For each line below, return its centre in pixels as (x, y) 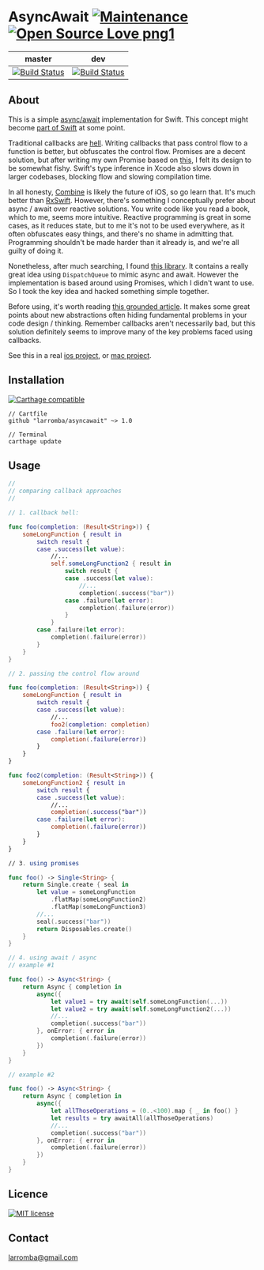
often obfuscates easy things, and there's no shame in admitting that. (121, 234)
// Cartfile (28, 414)
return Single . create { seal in (75, 885)
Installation (36, 381)
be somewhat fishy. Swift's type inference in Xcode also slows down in (124, 168)
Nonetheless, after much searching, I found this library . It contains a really (128, 266)
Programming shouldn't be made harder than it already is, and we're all (124, 242)
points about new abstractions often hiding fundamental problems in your (128, 315)
